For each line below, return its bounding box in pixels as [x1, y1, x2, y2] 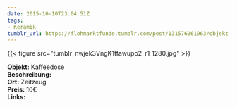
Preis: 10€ [7, 85, 37, 94]
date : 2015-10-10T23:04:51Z [7, 10, 90, 18]
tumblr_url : [7, 30, 42, 37]
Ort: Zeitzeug [7, 78, 47, 87]
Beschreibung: [7, 70, 51, 79]
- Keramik [7, 23, 37, 30]
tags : [7, 17, 23, 24]
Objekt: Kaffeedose [7, 63, 65, 71]
